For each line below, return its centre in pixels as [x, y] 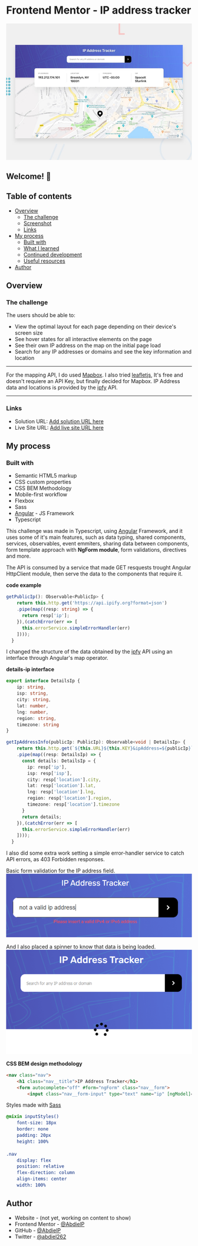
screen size [29, 333]
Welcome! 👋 [29, 176]
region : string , [37, 718]
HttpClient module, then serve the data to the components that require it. [94, 574]
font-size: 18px [37, 1123]
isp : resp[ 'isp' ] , [50, 773]
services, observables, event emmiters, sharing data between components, [98, 544]
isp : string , [33, 694]
